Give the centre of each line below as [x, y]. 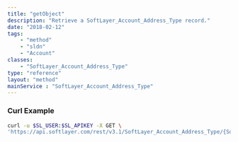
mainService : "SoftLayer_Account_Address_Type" [80, 86]
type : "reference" [34, 73]
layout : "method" [33, 79]
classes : [20, 60]
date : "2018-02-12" [36, 27]
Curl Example [31, 111]
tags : [15, 34]
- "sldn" [33, 47]
